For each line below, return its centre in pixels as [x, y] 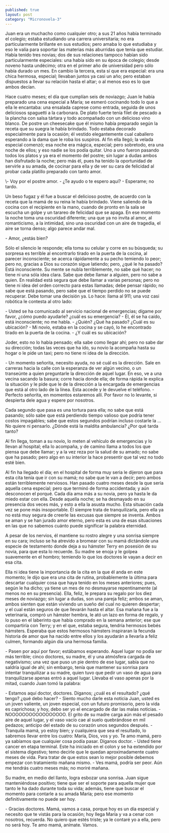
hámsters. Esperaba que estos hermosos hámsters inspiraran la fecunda [80, 631]
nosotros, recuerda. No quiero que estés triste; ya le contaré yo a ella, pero [83, 820]
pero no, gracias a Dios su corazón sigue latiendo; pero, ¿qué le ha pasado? [84, 264]
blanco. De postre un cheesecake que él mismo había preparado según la [82, 123]
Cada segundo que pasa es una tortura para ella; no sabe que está [74, 410]
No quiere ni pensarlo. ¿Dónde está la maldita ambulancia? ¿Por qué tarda [82, 426]
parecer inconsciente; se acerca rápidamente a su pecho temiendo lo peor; [83, 259]
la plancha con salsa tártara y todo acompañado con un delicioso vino [78, 118]
